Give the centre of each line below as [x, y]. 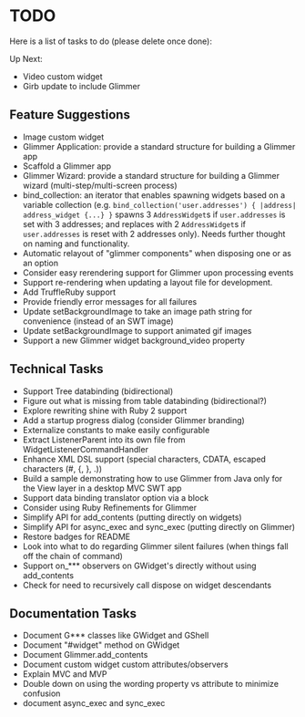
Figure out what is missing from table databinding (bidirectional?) [144, 400]
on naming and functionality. [76, 244]
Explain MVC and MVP [65, 674]
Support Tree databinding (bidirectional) [98, 391]
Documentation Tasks [73, 613]
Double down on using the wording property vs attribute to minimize [151, 684]
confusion [41, 693]
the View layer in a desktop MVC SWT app [102, 488]
